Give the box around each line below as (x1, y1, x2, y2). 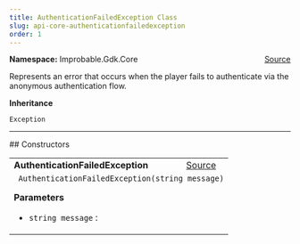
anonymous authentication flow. (9, 81, 127, 92)
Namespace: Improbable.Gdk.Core (9, 54, 138, 65)
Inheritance (9, 98, 54, 109)
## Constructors (9, 139, 70, 150)
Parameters (13, 191, 64, 204)
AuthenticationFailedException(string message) (18, 174, 225, 183)
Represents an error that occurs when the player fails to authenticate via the (9, 71, 289, 82)
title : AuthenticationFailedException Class (9, 12, 178, 22)
